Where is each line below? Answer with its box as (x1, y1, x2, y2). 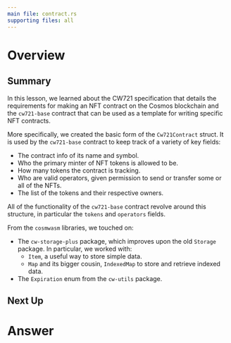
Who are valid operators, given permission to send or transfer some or (17, 173, 222, 182)
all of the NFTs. (17, 181, 62, 189)
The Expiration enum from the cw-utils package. (17, 274, 163, 282)
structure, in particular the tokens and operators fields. (7, 209, 166, 218)
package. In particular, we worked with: (17, 244, 132, 253)
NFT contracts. (7, 116, 51, 125)
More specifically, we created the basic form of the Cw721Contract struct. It (7, 130, 224, 138)
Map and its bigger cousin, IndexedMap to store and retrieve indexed (27, 259, 220, 268)
